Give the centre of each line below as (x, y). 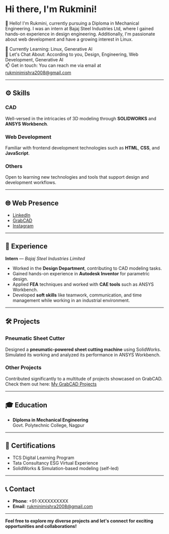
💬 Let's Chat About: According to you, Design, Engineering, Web (72, 54)
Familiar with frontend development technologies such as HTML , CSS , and (82, 147)
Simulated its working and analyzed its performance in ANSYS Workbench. (83, 355)
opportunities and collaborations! (41, 526)
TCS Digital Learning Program (43, 458)
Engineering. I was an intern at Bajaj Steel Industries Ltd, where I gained (79, 28)
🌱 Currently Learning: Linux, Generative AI (49, 49)
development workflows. (31, 183)
